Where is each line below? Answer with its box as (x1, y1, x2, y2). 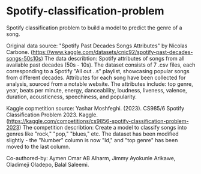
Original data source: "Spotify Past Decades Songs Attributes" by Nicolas (6, 42, 188, 49)
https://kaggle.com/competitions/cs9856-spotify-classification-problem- (8, 117, 189, 124)
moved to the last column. (6, 143, 71, 150)
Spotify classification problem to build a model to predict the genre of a (6, 24, 182, 31)
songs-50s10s (6, 55, 41, 62)
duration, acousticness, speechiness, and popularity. (6, 93, 137, 100)
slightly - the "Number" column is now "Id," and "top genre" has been (6, 136, 178, 143)
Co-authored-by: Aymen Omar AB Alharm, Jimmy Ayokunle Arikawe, (6, 154, 176, 161)
